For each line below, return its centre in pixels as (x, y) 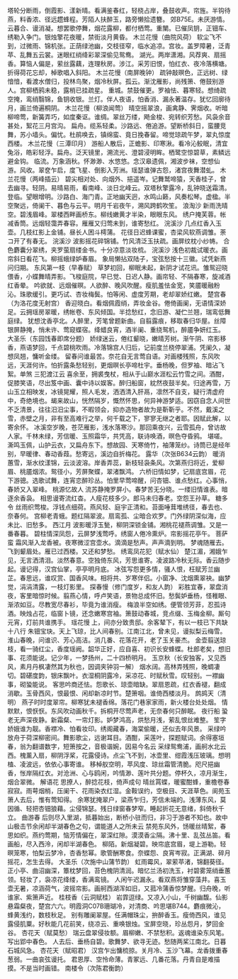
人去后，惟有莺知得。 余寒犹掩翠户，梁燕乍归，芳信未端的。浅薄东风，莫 (120, 800)
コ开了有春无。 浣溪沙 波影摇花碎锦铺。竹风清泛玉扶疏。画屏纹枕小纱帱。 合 (119, 241)
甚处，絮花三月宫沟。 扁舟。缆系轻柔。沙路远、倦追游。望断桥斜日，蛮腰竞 (117, 126)
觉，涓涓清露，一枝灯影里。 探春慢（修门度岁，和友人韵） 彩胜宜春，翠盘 (114, 587)
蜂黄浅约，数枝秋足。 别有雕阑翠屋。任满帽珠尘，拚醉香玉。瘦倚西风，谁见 (117, 915)
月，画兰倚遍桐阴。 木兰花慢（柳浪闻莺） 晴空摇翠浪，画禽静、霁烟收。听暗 (118, 108)
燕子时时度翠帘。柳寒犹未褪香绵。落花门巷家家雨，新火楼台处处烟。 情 (124, 702)
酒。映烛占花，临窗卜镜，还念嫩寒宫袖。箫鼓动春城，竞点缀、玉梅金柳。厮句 (119, 613)
